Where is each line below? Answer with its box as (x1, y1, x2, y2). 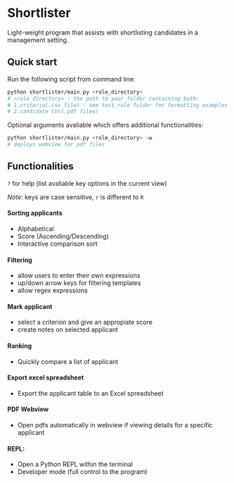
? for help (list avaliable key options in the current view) (7, 179, 167, 187)
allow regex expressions (17, 287, 88, 295)
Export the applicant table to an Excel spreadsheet (17, 389, 164, 397)
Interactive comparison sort (17, 239, 98, 248)
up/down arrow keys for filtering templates (17, 279, 141, 287)
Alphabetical (17, 225, 54, 233)
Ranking (7, 341, 32, 350)
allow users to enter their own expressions (17, 271, 141, 280)
